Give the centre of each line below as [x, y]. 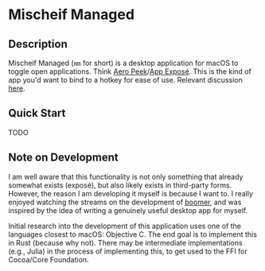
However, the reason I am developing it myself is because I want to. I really [131, 193]
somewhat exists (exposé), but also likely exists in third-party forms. [120, 185]
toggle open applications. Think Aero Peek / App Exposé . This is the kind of [130, 72]
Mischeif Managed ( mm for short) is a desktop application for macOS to [123, 63]
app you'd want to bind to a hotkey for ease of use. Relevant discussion [125, 80]
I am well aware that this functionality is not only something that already [126, 176]
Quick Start [37, 113]
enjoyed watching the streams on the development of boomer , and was [125, 202]
